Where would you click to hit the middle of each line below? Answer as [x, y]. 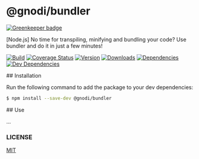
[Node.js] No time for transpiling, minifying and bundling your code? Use [96, 39]
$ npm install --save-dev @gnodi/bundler [59, 98]
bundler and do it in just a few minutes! [55, 46]
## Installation [24, 75]
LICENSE [20, 137]
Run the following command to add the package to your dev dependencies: [100, 87]
